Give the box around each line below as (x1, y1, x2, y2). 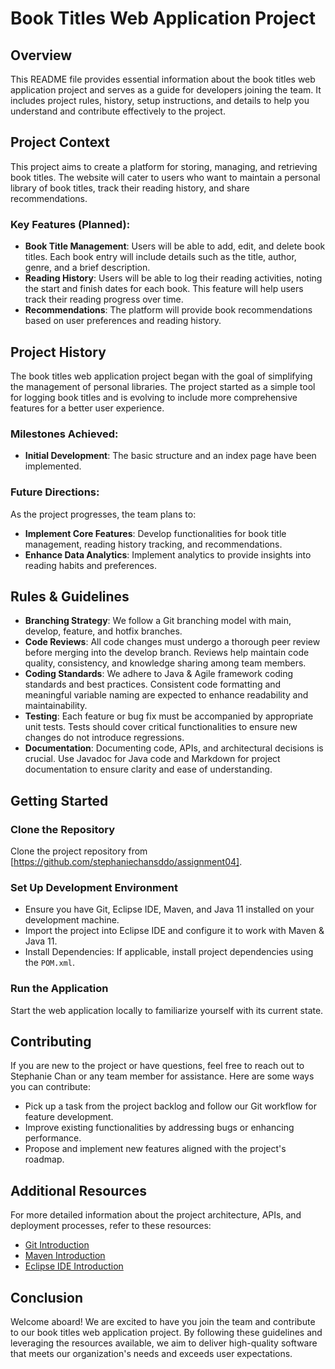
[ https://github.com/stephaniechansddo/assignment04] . (10, 856, 243, 868)
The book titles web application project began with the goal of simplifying (10, 370, 313, 382)
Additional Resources (10, 1182, 147, 1199)
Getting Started (10, 792, 109, 809)
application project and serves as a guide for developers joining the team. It (10, 84, 322, 96)
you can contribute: (10, 1081, 91, 1093)
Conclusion (10, 1289, 84, 1306)
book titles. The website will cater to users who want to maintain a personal (10, 171, 321, 183)
